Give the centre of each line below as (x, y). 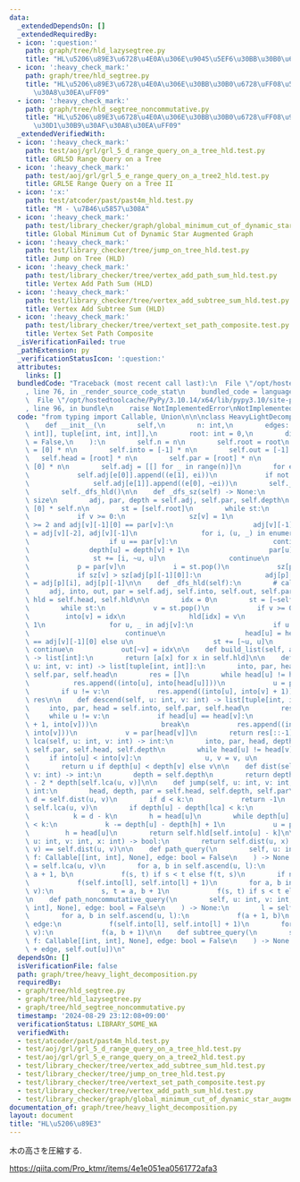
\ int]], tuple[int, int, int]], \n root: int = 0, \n (139, 434)
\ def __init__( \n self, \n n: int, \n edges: (158, 425)
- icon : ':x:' (43, 192)
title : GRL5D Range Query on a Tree (94, 159)
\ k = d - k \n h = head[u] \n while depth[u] (158, 816)
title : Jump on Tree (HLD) (75, 259)
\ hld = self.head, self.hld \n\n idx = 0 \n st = (146, 600)
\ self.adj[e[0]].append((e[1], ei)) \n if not (158, 475)
